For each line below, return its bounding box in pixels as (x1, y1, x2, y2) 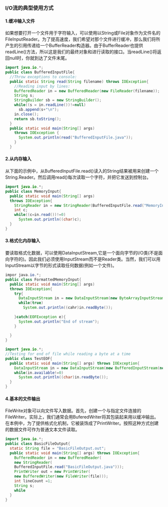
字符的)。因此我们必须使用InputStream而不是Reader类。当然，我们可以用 (9, 256, 161, 262)
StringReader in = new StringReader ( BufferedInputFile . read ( (14, 203, 144, 208)
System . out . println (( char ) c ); (18, 217, 81, 222)
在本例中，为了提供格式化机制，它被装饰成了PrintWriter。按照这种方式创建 (5, 420, 159, 426)
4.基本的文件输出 (5, 396, 40, 402)
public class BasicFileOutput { (5, 441, 70, 446)
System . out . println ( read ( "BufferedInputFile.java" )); (18, 135, 133, 140)
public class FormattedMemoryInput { (5, 277, 81, 282)
